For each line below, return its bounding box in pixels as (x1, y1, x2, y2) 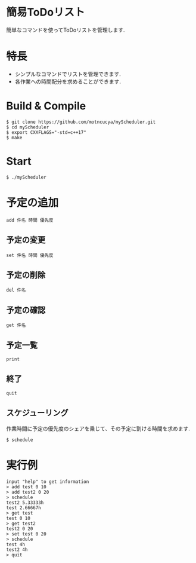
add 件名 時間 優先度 (6, 217, 54, 223)
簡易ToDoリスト (6, 5, 85, 19)
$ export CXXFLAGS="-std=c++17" (6, 129, 86, 135)
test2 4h (6, 546, 28, 553)
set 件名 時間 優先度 (6, 252, 54, 258)
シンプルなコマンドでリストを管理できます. (14, 70, 121, 78)
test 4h (6, 541, 26, 547)
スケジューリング (6, 408, 69, 418)
